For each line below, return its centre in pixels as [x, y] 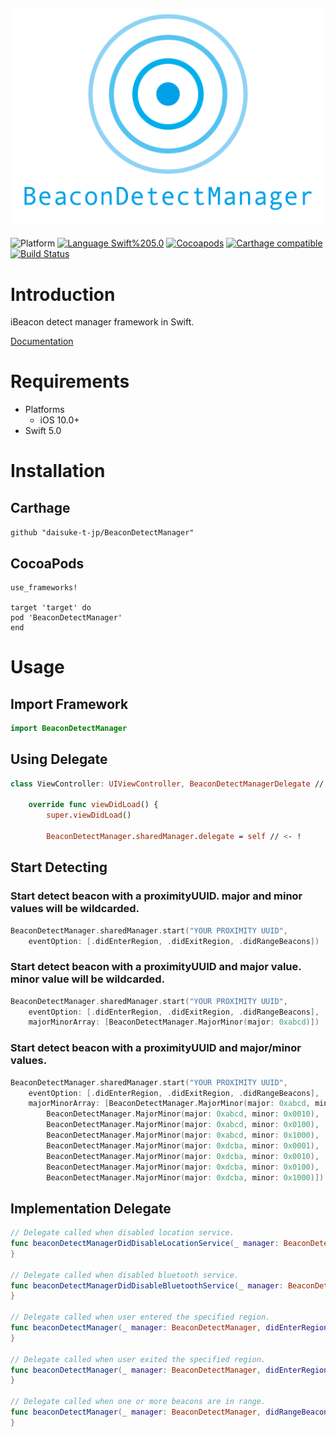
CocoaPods [47, 563]
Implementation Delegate [91, 1208]
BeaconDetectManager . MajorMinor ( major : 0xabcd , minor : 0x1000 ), [183, 1135]
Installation [58, 471]
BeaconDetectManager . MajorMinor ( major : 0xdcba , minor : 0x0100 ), [183, 1167]
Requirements [70, 381]
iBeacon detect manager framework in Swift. [102, 322]
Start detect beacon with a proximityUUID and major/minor [156, 1048]
